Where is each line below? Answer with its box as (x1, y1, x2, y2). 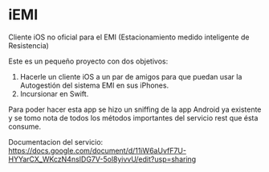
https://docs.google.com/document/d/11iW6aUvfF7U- (8, 145, 187, 155)
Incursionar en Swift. (19, 88, 89, 98)
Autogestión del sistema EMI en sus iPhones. (19, 80, 169, 90)
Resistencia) (8, 40, 50, 50)
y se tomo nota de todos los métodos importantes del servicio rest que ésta (8, 113, 259, 122)
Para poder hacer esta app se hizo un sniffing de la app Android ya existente (8, 104, 262, 114)
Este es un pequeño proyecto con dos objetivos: (8, 56, 169, 66)
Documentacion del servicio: (8, 137, 104, 146)
